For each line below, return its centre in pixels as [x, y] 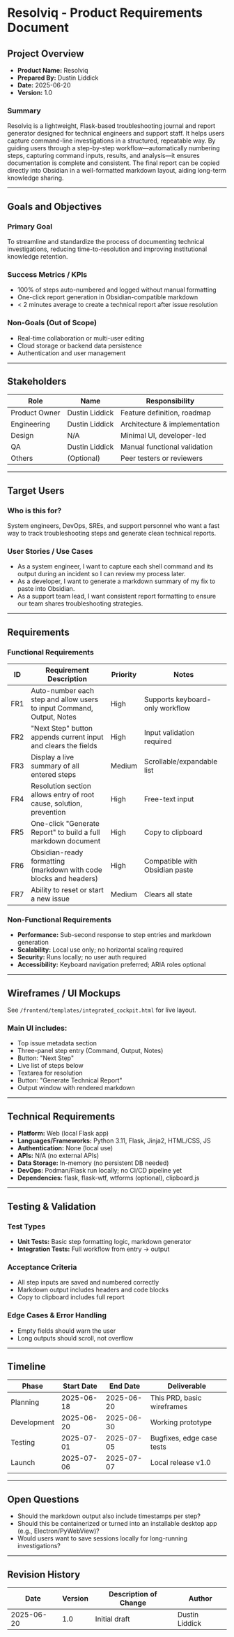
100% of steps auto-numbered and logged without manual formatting [117, 290]
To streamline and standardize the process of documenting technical [106, 241]
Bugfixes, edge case [184, 1438]
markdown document [66, 841]
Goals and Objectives [55, 207]
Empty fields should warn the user [67, 1331]
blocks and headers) [65, 879]
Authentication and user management [71, 353]
